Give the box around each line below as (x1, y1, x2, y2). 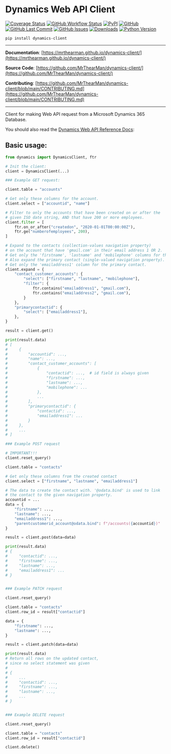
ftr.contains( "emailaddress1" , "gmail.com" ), (32, 286, 131, 291)
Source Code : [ (5, 65, 38, 71)
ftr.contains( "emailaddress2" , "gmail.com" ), (32, 290, 131, 295)
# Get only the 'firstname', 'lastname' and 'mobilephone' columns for (5, 253, 160, 258)
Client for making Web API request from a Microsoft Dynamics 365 (5, 111, 145, 117)
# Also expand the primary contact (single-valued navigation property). (5, 257, 165, 262)
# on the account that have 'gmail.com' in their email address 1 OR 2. (5, 248, 163, 253)
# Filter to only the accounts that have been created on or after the (5, 210, 160, 215)
